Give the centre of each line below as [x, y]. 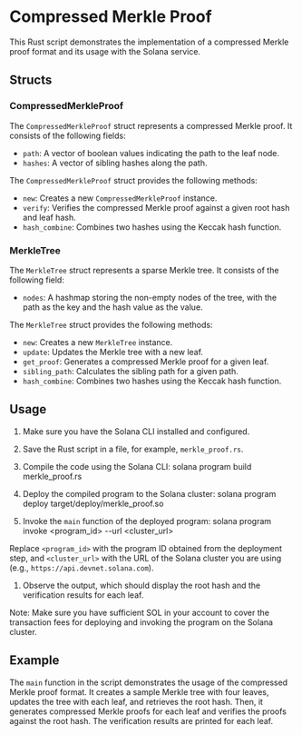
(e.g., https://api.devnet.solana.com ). [82, 567]
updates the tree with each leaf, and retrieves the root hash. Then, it [136, 701]
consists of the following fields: [68, 135]
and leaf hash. [49, 217]
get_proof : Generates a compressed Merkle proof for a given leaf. [146, 362]
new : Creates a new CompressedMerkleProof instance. [120, 198]
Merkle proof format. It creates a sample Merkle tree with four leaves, [139, 691]
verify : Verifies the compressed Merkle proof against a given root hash [156, 207]
